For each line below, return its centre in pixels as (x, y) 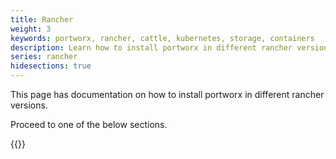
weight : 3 (31, 29)
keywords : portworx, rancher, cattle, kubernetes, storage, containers (162, 38)
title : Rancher (42, 19)
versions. (29, 105)
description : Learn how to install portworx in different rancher (151, 47)
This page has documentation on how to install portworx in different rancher (167, 94)
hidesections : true (51, 66)
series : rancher (44, 57)
